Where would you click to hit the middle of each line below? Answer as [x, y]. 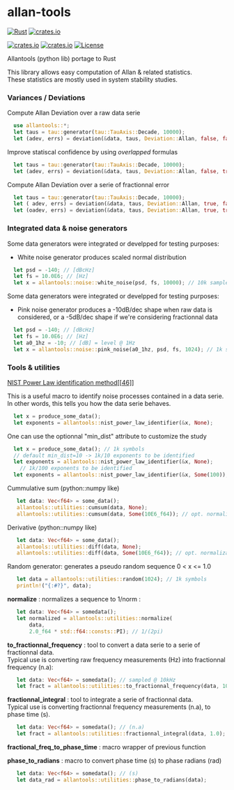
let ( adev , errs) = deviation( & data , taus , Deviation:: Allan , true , [116, 204]
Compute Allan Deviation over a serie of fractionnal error [88, 184]
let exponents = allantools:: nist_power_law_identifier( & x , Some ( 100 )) [120, 475]
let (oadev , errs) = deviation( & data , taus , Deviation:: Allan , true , [116, 210]
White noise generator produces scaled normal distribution [102, 257]
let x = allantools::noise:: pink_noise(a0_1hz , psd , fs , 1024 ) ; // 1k [118, 349]
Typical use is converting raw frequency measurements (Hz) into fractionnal [116, 659]
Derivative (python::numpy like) [52, 527]
